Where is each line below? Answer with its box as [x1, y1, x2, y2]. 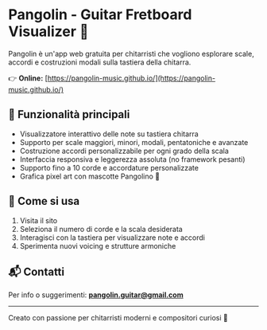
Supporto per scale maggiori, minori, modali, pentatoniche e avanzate [19, 137, 249, 147]
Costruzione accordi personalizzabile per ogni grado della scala [19, 146, 229, 155]
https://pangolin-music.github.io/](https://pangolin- [47, 73, 216, 83]
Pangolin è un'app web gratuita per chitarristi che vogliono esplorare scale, [8, 49, 254, 58]
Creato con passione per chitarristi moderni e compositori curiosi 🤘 [8, 313, 228, 323]
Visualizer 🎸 [8, 22, 89, 41]
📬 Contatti [8, 265, 65, 278]
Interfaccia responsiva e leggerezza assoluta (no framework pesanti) [19, 154, 246, 164]
